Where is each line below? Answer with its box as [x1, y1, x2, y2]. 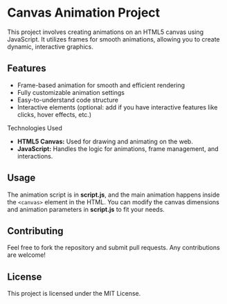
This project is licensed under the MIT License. [7, 289, 141, 298]
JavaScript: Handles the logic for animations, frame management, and [17, 144, 219, 153]
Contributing [7, 225, 64, 237]
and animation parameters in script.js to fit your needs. [7, 205, 165, 213]
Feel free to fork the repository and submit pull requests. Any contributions [7, 244, 220, 252]
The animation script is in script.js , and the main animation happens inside [7, 190, 220, 199]
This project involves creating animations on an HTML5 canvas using [7, 28, 204, 36]
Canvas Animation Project [7, 5, 161, 21]
